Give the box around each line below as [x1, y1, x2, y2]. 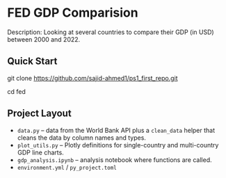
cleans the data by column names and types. [17, 133, 146, 142]
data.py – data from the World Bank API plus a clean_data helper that [17, 126, 216, 134]
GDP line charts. [17, 148, 64, 156]
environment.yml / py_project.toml [17, 163, 117, 171]
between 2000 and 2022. [7, 35, 81, 43]
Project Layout [7, 108, 72, 120]
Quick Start [7, 56, 58, 67]
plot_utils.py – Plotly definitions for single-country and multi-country [17, 140, 219, 149]
